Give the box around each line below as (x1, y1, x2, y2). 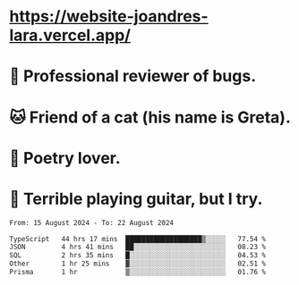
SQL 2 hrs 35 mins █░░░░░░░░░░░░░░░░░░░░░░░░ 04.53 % (9, 251, 267, 260)
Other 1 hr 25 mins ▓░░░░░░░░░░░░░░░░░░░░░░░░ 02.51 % (9, 259, 267, 269)
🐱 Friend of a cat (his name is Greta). (9, 107, 291, 127)
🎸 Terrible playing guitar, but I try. (9, 189, 263, 209)
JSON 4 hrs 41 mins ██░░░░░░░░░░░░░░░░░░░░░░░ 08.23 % (9, 243, 267, 252)
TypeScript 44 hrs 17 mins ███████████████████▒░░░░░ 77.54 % (9, 234, 267, 243)
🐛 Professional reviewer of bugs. (9, 66, 257, 87)
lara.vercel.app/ (9, 25, 132, 46)
